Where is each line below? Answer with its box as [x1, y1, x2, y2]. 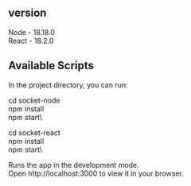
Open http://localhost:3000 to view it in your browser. [8, 169, 185, 178]
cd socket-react [8, 127, 61, 138]
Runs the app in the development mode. [8, 160, 139, 169]
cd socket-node [8, 95, 60, 105]
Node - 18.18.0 [8, 27, 56, 37]
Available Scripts [8, 59, 94, 72]
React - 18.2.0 [8, 36, 54, 45]
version [8, 6, 47, 20]
